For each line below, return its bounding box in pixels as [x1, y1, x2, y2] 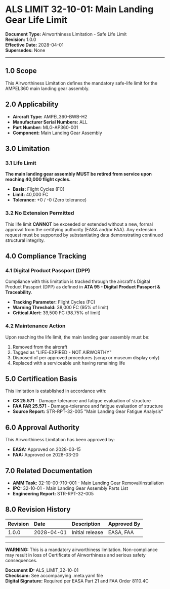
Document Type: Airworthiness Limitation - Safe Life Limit [5, 31, 127, 37]
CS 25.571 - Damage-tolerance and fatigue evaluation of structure [12, 398, 151, 404]
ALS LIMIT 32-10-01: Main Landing [5, 4, 154, 15]
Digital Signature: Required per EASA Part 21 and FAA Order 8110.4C [5, 578, 149, 584]
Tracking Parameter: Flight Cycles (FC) [12, 299, 96, 305]
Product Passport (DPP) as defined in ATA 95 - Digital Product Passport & [5, 284, 160, 290]
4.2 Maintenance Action [5, 322, 66, 329]
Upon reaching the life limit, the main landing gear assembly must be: [5, 334, 150, 340]
